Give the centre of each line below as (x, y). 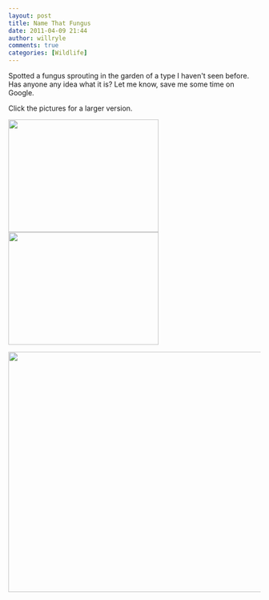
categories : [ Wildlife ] (48, 53)
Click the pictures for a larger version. (70, 108)
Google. (21, 93)
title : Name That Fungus (50, 23)
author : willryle (37, 38)
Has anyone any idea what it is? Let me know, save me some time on (121, 84)
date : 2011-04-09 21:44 (48, 30)
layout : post (30, 16)
